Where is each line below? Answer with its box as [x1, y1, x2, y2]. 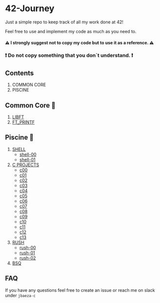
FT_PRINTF [12, 119, 35, 125]
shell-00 [19, 151, 37, 157]
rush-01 [19, 249, 35, 256]
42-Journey [5, 3, 55, 14]
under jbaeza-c [5, 292, 36, 298]
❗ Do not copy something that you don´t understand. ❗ [5, 52, 133, 59]
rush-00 [19, 245, 36, 250]
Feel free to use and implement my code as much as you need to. [5, 28, 137, 34]
